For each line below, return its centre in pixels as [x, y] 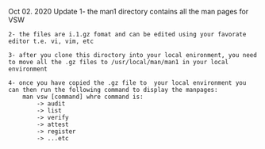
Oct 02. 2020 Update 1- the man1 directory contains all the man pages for [129, 11]
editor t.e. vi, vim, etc [51, 41]
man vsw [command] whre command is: [83, 97]
